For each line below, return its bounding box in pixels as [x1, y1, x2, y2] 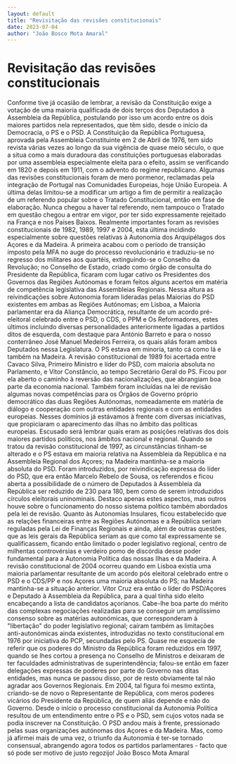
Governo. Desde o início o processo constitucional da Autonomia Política [7, 704, 218, 713]
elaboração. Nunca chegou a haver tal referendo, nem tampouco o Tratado [7, 203, 225, 212]
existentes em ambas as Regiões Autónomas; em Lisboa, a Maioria [7, 300, 201, 309]
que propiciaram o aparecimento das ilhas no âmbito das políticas [7, 420, 198, 428]
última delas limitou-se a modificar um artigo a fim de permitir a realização [7, 188, 223, 197]
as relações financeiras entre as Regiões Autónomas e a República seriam [7, 517, 222, 526]
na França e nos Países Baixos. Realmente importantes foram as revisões [7, 218, 219, 227]
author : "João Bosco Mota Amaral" [7, 30, 109, 37]
